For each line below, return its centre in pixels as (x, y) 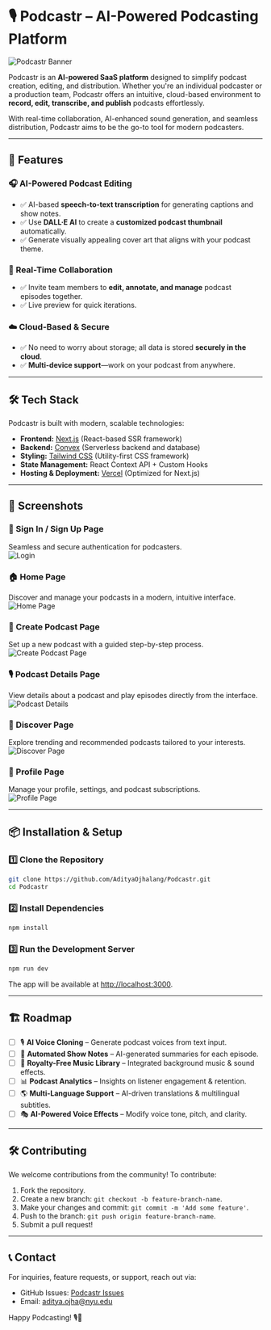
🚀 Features (36, 160)
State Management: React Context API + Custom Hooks (114, 465)
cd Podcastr (28, 886)
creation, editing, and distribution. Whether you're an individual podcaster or (135, 86)
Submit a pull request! (56, 1224)
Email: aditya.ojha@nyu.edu (66, 1301)
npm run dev (28, 969)
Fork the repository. (53, 1190)
